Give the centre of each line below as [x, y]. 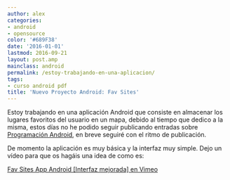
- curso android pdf [38, 86]
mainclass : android [36, 66]
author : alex [26, 14]
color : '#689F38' [33, 40]
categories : [25, 20]
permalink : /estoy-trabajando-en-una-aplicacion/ [81, 72]
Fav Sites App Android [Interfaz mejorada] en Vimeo [83, 169]
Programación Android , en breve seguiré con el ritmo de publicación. [107, 135]
